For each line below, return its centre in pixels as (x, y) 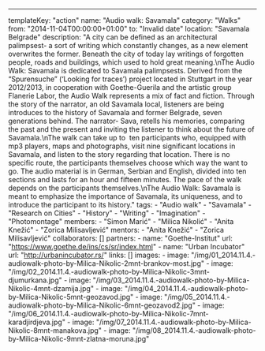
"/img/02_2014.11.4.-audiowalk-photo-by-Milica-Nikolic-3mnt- (109, 272)
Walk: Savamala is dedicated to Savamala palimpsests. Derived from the (125, 71)
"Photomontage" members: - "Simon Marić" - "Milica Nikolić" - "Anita (121, 221)
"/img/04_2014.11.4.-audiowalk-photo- (186, 288)
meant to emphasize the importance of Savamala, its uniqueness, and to (125, 196)
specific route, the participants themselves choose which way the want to (128, 163)
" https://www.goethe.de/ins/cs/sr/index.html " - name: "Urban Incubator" (127, 246)
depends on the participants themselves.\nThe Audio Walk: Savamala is (125, 188)
